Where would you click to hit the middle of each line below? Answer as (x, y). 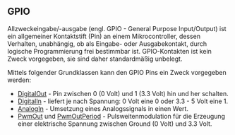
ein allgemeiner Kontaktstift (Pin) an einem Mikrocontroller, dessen (104, 36)
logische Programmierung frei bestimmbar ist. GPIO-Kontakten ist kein (109, 51)
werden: (19, 80)
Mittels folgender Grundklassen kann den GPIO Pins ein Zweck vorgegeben (117, 72)
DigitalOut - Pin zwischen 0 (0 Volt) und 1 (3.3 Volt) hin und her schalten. (123, 93)
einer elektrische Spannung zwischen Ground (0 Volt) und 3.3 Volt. (115, 124)
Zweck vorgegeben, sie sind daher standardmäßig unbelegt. (95, 59)
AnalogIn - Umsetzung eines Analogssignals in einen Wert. (103, 108)
